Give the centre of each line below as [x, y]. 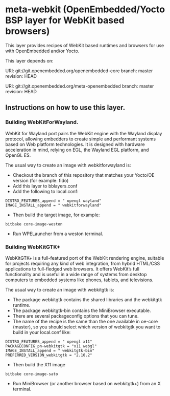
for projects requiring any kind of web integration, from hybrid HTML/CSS [83, 263]
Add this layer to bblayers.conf [45, 186]
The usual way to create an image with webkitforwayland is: [68, 165]
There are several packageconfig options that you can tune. [76, 316]
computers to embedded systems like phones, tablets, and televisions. [79, 280]
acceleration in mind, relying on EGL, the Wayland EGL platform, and [77, 150]
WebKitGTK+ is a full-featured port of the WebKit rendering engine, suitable [85, 258]
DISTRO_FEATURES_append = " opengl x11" [49, 342]
